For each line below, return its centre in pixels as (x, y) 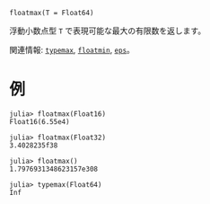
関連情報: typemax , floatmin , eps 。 (72, 50)
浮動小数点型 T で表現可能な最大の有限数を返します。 (108, 31)
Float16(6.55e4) (39, 121)
